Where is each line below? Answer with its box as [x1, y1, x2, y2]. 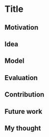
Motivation [4, 23, 39, 32]
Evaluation [4, 73, 38, 82]
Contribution [4, 91, 45, 99]
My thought [4, 124, 41, 132]
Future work [4, 107, 43, 116]
